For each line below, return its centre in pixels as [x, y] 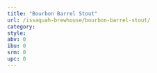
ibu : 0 [17, 46]
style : [17, 33]
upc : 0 [17, 59]
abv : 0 [17, 40]
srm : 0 [17, 53]
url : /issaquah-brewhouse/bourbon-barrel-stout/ [79, 20]
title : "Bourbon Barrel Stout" [52, 14]
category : [22, 26]
